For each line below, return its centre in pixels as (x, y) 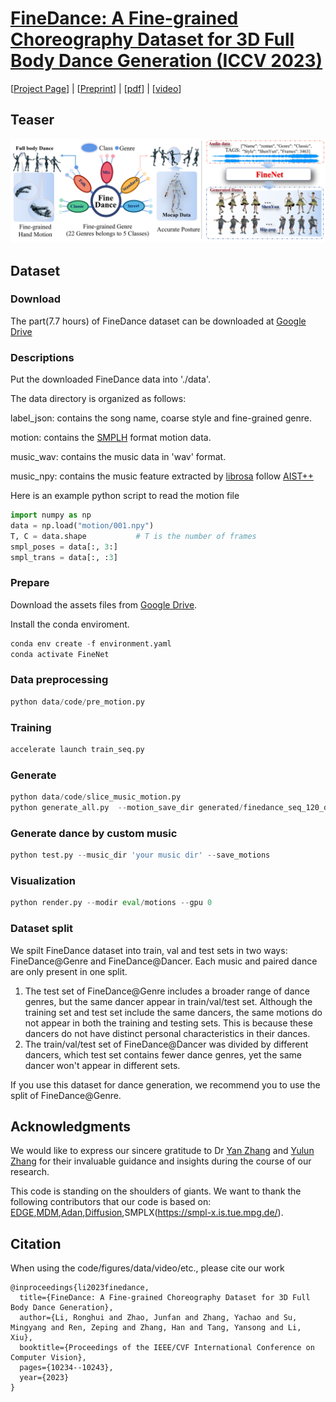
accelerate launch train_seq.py (77, 749)
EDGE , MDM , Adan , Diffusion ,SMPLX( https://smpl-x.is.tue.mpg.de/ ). (147, 1213)
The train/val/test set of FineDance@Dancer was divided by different (166, 1044)
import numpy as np (51, 515)
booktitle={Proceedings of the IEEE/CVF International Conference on (167, 1348)
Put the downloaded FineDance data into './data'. (111, 379)
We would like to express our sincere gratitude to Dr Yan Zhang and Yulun (162, 1151)
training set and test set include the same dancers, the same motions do (173, 1012)
